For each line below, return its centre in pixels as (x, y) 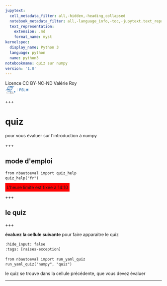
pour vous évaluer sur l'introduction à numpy (51, 136)
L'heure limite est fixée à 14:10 (38, 187)
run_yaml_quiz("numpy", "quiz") (39, 264)
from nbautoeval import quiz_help (41, 173)
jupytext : (15, 10)
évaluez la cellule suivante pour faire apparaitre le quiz (62, 234)
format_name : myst (33, 37)
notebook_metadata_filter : (38, 21)
